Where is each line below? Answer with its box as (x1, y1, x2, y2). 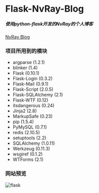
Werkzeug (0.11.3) (12, 146, 50, 152)
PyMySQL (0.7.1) (12, 124, 47, 130)
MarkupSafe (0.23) (12, 113, 53, 119)
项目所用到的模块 (5, 48, 47, 55)
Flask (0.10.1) (12, 70, 40, 76)
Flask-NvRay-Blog (5, 3, 84, 15)
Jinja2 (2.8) (12, 108, 37, 114)
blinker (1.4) (12, 65, 38, 71)
